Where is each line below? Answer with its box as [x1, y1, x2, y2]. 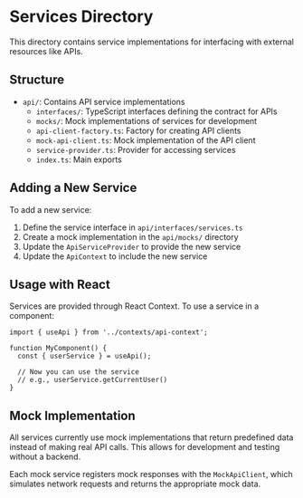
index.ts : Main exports [35, 154, 122, 165]
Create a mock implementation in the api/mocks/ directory [22, 231, 239, 242]
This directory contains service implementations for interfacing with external [9, 36, 295, 47]
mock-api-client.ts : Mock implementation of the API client [35, 134, 256, 146]
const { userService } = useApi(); [17, 351, 152, 361]
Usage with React [9, 276, 110, 292]
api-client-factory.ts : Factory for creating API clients [35, 125, 241, 136]
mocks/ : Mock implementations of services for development [35, 115, 258, 126]
